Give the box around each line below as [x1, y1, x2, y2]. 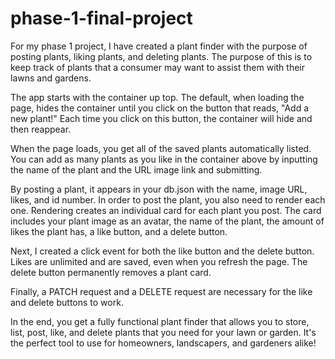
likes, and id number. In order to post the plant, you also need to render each [10, 193, 326, 206]
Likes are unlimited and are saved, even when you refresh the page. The [10, 255, 308, 267]
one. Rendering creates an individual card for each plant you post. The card [10, 204, 322, 216]
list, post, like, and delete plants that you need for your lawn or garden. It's [10, 326, 317, 338]
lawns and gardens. [10, 72, 92, 84]
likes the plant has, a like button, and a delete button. [10, 225, 228, 237]
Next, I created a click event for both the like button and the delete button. [10, 245, 315, 257]
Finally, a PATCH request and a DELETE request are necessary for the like [10, 285, 313, 297]
